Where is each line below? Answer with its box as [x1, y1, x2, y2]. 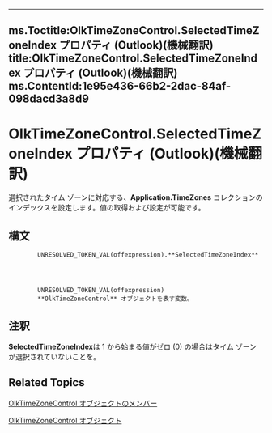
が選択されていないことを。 [8, 351, 101, 361]
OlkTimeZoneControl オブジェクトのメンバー [8, 398, 158, 408]
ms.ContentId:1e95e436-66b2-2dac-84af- [8, 79, 232, 93]
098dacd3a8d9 [8, 92, 89, 106]
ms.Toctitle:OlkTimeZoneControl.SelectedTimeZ [8, 23, 261, 37]
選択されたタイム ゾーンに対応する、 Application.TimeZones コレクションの [8, 193, 263, 202]
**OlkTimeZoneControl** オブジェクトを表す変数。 [37, 295, 193, 304]
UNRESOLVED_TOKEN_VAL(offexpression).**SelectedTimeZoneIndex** [37, 251, 259, 259]
